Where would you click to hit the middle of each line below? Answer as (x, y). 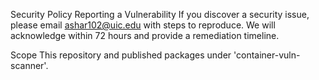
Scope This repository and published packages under (121, 55)
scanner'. (29, 65)
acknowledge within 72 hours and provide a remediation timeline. (145, 35)
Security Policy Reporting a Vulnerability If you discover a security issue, (160, 14)
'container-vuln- (267, 55)
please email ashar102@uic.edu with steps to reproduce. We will (143, 25)
